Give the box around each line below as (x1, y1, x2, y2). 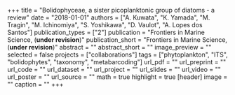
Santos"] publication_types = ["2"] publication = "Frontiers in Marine (7, 28, 205, 36)
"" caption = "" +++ (7, 80, 65, 88)
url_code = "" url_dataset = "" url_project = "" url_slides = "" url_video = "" (7, 66, 221, 73)
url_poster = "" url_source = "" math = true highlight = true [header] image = (7, 73, 228, 81)
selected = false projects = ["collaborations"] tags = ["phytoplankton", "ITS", (7, 50, 228, 59)
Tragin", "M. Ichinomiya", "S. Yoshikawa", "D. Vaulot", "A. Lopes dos (7, 21, 203, 29)
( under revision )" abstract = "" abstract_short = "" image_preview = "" (7, 43, 212, 51)
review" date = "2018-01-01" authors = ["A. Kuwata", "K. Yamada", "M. (7, 13, 210, 22)
